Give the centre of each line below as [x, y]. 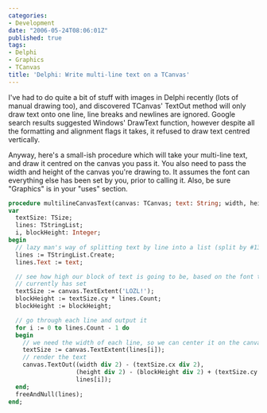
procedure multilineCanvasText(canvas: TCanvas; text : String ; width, [128, 203]
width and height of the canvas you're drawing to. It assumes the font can [129, 172]
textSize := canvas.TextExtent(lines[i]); [94, 350]
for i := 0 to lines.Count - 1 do [72, 328]
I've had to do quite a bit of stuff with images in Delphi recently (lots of [123, 97]
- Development [32, 23]
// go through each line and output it [81, 320]
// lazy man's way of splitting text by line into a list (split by [131, 247]
